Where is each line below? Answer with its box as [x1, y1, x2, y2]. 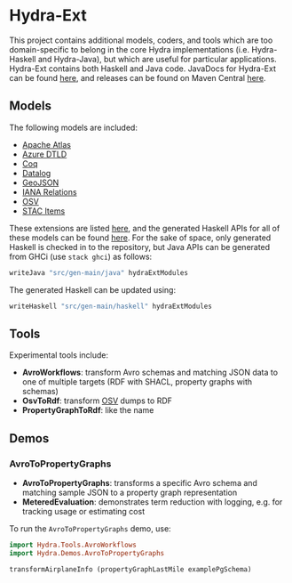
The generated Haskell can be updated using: [9, 284, 176, 295]
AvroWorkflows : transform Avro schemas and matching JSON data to [21, 367, 278, 378]
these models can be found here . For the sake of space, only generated [9, 232, 272, 243]
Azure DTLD [21, 149, 67, 159]
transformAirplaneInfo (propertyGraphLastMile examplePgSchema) [9, 564, 252, 574]
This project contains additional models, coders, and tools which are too [9, 35, 273, 45]
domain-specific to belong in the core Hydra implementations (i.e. [9, 44, 250, 54]
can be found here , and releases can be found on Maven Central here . [9, 72, 266, 83]
